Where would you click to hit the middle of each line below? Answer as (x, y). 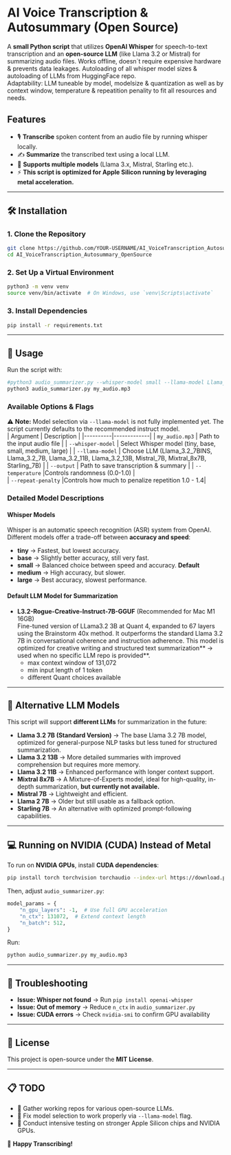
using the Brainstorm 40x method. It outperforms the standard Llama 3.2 (120, 633)
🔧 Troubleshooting (47, 983)
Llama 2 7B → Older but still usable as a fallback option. (96, 802)
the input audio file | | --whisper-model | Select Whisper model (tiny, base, (111, 444)
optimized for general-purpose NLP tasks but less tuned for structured (117, 743)
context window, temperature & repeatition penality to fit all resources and (112, 90)
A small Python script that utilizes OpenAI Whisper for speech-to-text (107, 46)
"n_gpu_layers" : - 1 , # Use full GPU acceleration (93, 910)
